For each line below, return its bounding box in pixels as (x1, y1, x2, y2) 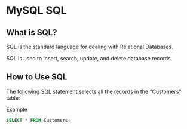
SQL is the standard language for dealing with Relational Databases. (6, 43, 173, 50)
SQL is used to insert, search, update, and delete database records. (6, 55, 173, 62)
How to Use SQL (6, 72, 68, 82)
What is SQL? (6, 27, 57, 38)
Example (6, 106, 28, 113)
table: (6, 94, 20, 102)
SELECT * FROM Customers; (6, 117, 70, 123)
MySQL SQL (6, 4, 67, 17)
